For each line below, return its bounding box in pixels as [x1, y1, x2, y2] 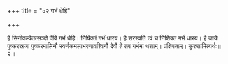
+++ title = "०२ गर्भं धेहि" [7, 7, 71, 15]
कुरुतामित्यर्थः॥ [188, 42, 222, 50]
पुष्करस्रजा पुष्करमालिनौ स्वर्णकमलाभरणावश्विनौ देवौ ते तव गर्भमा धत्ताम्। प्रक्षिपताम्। [7, 42, 187, 50]
